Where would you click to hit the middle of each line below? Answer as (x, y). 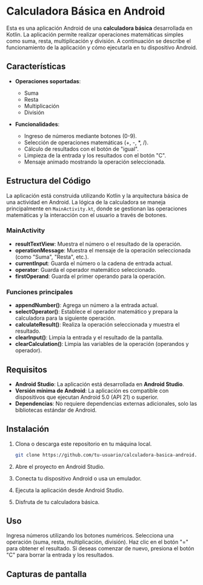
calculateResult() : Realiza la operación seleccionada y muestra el (97, 325)
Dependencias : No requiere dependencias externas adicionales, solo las (106, 403)
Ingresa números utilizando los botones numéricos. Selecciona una (90, 536)
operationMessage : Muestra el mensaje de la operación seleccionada (103, 250)
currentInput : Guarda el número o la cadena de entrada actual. (94, 263)
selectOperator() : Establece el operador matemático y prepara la (96, 312)
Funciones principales (40, 292)
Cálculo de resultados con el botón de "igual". (82, 149)
